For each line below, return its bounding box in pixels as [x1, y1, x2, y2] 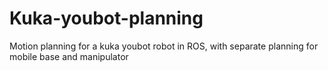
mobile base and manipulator [9, 50, 129, 62]
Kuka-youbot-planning [9, 7, 204, 30]
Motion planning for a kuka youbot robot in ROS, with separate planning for [9, 40, 319, 52]
